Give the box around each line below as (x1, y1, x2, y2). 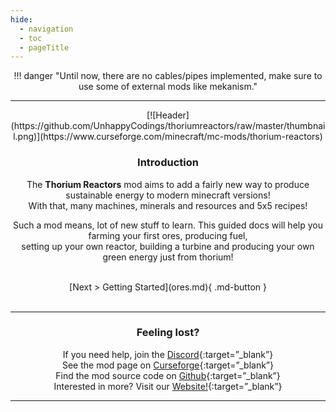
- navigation (19, 24, 74, 34)
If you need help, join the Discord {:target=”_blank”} (62, 348, 274, 360)
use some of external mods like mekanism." (78, 81, 258, 93)
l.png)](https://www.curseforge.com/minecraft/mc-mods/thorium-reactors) (13, 131, 323, 143)
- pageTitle (19, 42, 70, 53)
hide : (10, 14, 33, 25)
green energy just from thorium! (102, 251, 234, 263)
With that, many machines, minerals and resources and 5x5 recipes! (28, 199, 308, 211)
